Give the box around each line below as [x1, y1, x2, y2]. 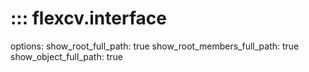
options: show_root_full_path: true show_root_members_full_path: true [10, 40, 300, 52]
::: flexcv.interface [10, 7, 167, 30]
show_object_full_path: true [10, 50, 123, 62]
